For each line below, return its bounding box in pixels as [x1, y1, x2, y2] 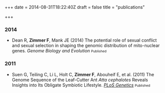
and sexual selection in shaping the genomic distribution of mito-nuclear [11, 43, 160, 48]
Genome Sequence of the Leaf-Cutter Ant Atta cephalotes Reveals [11, 77, 148, 83]
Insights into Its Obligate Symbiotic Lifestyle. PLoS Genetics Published [11, 82, 151, 88]
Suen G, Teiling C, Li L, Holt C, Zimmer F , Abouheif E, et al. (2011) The [11, 71, 155, 77]
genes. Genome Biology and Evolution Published [11, 48, 107, 54]
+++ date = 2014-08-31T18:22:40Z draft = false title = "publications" [4, 4, 145, 10]
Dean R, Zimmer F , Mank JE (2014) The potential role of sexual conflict [11, 37, 157, 44]
